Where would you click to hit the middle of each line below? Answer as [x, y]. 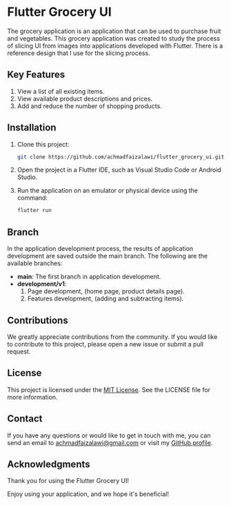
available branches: [35, 263]
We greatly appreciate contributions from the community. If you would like [112, 337]
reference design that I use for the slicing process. [79, 53]
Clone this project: [43, 144]
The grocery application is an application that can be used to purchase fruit [114, 31]
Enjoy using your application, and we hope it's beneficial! [88, 494]
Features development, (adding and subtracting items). [106, 299]
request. [19, 351]
